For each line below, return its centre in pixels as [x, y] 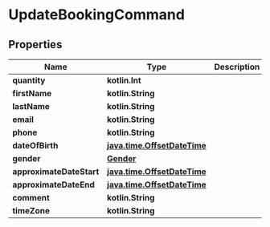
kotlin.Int [125, 80]
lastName [31, 106]
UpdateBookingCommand [96, 15]
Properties [35, 45]
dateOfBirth [35, 146]
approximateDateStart [56, 172]
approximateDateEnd [53, 184]
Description [237, 67]
